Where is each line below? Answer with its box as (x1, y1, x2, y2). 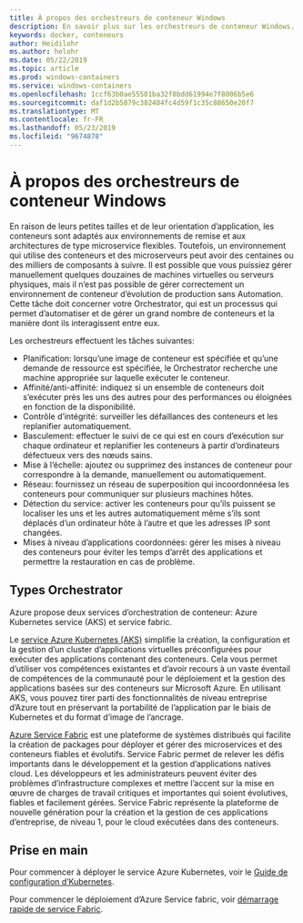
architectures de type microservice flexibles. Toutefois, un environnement (9, 240, 287, 251)
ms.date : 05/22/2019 (9, 56, 88, 65)
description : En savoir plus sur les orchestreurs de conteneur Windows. (9, 22, 296, 31)
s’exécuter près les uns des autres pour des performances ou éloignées (22, 391, 293, 402)
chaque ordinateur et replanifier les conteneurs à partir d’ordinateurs (22, 439, 280, 451)
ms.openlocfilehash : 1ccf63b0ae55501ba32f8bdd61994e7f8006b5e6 (9, 89, 255, 98)
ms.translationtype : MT (9, 107, 100, 116)
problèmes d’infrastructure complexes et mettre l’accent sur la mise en (9, 777, 275, 788)
